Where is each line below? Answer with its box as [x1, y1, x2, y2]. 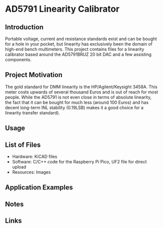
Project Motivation [5, 71, 62, 79]
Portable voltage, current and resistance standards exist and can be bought [5, 36, 157, 42]
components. [5, 57, 32, 62]
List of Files [5, 140, 41, 149]
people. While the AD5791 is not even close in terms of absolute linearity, [5, 94, 152, 100]
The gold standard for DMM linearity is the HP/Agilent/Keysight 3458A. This [5, 84, 158, 90]
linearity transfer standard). [5, 110, 60, 115]
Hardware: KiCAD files [12, 154, 58, 160]
